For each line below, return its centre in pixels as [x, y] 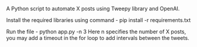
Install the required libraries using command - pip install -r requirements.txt [98, 20]
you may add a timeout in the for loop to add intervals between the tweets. [98, 38]
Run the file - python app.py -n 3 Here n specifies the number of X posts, [96, 32]
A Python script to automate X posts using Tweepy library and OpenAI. [93, 9]
